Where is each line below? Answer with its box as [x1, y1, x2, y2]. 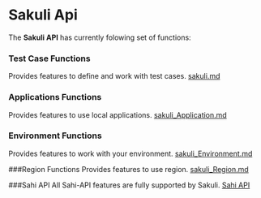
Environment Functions [8, 130, 103, 141]
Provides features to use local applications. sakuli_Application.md [8, 110, 227, 119]
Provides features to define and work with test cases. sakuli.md [8, 71, 220, 81]
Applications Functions [8, 92, 102, 103]
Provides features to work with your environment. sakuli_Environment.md [8, 148, 253, 158]
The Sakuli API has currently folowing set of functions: [8, 32, 192, 42]
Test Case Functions [8, 53, 91, 64]
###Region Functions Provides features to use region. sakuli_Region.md [8, 164, 249, 174]
